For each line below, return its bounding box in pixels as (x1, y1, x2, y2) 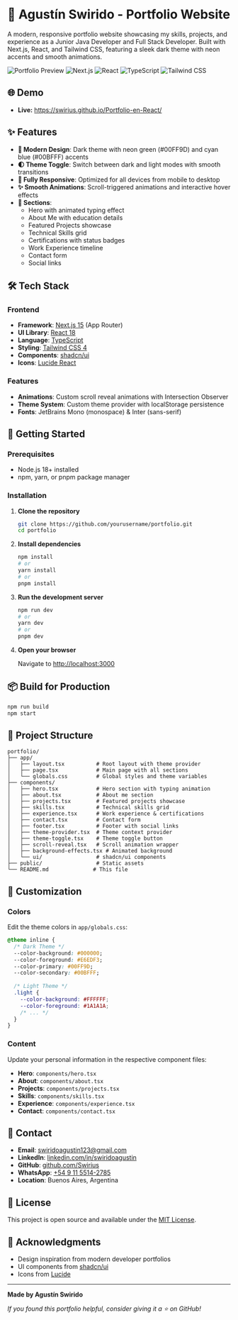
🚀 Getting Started (7, 428, 86, 440)
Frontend (7, 304, 40, 314)
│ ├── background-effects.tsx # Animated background (7, 848, 173, 855)
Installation (7, 491, 47, 501)
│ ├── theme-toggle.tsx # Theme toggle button (7, 835, 163, 843)
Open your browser (17, 645, 76, 655)
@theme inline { (7, 936, 55, 944)
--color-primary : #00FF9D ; (13, 963, 93, 970)
